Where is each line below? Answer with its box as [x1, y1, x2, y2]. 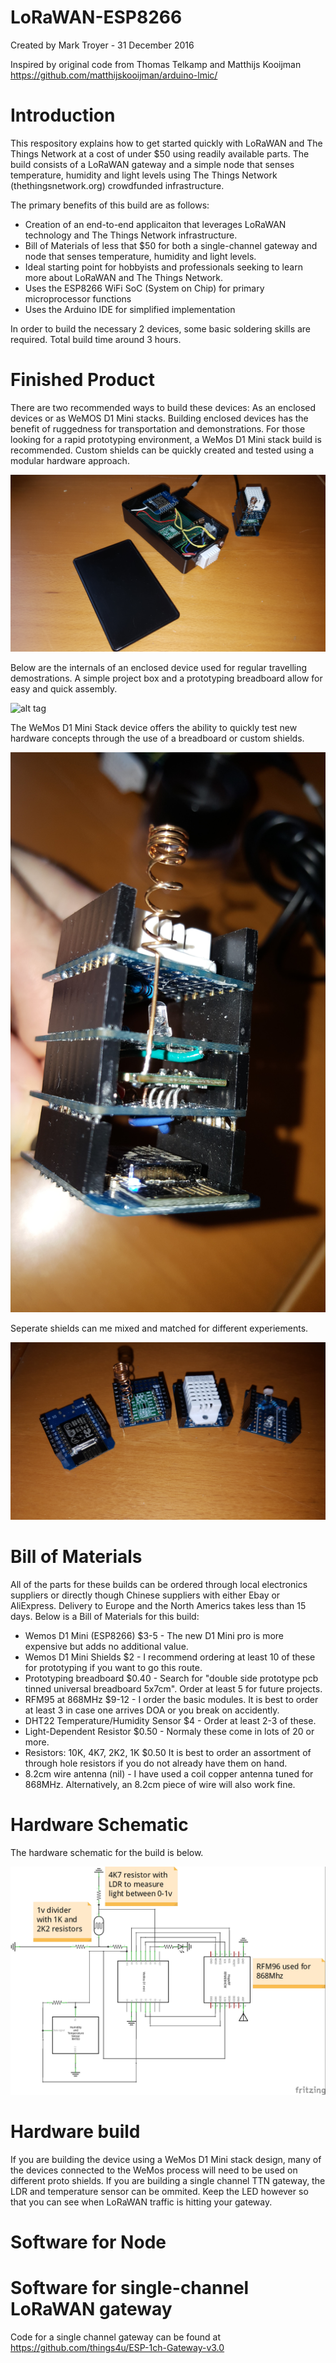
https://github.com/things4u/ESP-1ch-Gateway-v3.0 [10, 2341, 225, 2353]
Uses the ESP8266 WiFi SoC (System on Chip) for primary [24, 282, 265, 294]
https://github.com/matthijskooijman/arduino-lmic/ [10, 69, 218, 81]
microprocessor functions [24, 292, 132, 305]
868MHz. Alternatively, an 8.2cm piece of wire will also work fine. [24, 1778, 296, 1790]
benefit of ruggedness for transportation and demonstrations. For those [10, 422, 306, 435]
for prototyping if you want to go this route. [24, 1661, 203, 1673]
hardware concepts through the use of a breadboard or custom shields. [10, 732, 305, 745]
